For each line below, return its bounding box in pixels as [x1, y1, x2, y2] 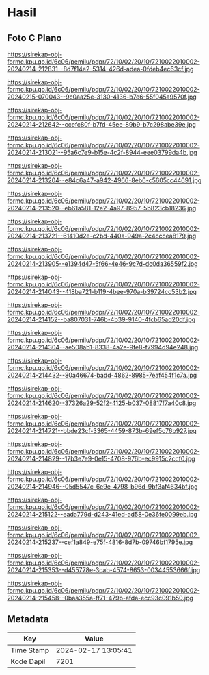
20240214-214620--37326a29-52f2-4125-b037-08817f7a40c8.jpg [7, 399, 197, 407]
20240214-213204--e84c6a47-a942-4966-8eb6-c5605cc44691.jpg [7, 176, 202, 184]
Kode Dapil [10, 656, 46, 666]
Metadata [7, 613, 49, 625]
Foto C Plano [7, 32, 62, 44]
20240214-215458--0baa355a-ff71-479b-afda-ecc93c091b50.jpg [7, 594, 193, 602]
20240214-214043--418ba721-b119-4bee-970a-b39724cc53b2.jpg [7, 288, 197, 295]
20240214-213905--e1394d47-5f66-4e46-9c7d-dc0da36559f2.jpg [7, 260, 198, 268]
